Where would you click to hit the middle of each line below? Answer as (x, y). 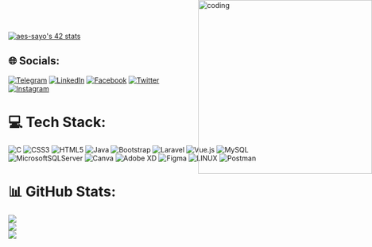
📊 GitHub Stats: (62, 191)
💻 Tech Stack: (57, 122)
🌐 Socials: (34, 61)
